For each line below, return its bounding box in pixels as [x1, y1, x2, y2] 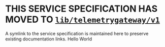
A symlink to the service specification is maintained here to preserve [5, 30, 149, 36]
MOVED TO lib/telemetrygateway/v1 [5, 14, 160, 25]
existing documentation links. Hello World [5, 36, 92, 42]
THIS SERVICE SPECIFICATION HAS [5, 3, 158, 15]
